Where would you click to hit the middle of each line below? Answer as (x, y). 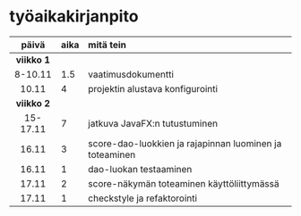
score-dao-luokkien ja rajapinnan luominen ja (185, 143)
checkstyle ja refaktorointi (143, 198)
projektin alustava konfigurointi (153, 88)
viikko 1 (33, 60)
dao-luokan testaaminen (140, 169)
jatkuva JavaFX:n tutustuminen (153, 123)
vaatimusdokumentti (131, 74)
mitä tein (107, 45)
